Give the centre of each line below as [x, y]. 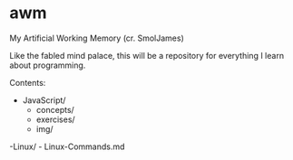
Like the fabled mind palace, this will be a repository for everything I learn [146, 55]
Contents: [28, 82]
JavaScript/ [44, 100]
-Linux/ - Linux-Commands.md [67, 146]
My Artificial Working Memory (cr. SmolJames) [97, 38]
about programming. [48, 65]
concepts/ [55, 109]
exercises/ [55, 119]
